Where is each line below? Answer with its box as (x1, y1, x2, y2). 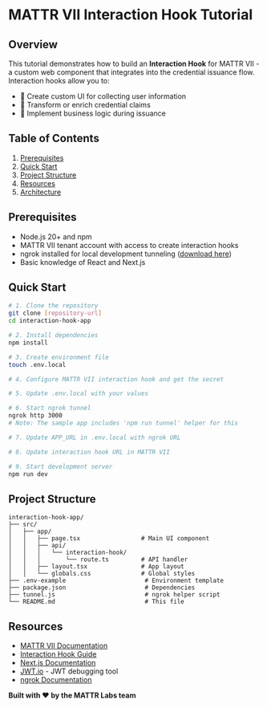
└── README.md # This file (8, 598, 184, 606)
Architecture (19, 187, 62, 197)
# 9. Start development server (8, 462, 113, 470)
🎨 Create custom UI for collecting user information (19, 92, 187, 101)
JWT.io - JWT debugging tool (19, 666, 119, 676)
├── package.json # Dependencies (8, 584, 196, 592)
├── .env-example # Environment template (8, 576, 225, 585)
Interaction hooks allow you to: (8, 76, 110, 85)
